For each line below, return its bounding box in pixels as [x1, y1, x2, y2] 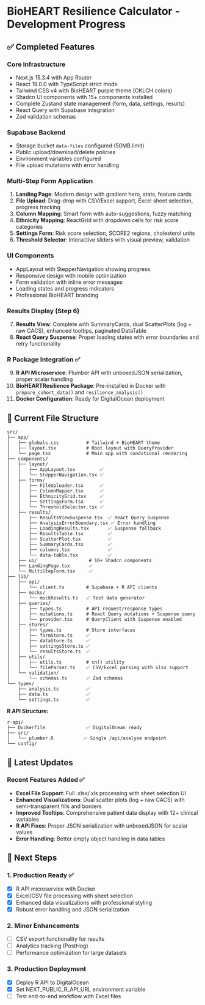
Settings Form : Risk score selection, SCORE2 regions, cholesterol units [15, 229, 195, 237]
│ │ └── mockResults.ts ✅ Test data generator [7, 595, 145, 601]
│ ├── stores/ [7, 622, 48, 628]
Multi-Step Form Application [7, 177, 93, 185]
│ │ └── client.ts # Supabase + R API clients [7, 584, 157, 591]
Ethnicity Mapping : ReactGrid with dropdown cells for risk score [15, 217, 179, 224]
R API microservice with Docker [15, 885, 96, 892]
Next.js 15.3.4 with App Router [15, 73, 92, 81]
